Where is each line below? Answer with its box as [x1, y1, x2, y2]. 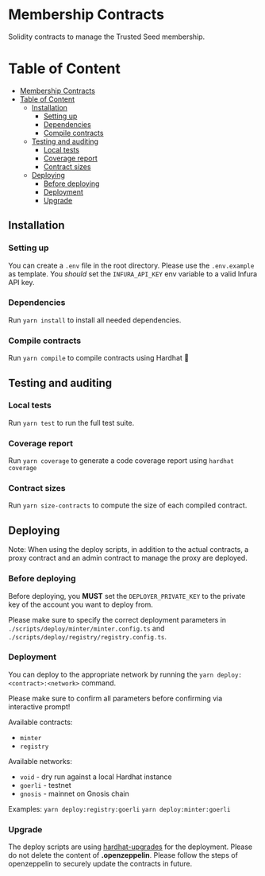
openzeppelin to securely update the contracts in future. [8, 859, 193, 869]
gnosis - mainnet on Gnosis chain [19, 789, 129, 798]
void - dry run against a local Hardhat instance [19, 772, 172, 781]
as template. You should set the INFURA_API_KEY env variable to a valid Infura [8, 268, 258, 279]
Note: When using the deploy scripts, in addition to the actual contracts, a [8, 545, 249, 554]
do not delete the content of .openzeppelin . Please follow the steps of [8, 851, 238, 860]
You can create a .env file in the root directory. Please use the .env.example [8, 260, 255, 270]
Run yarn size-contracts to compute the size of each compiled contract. [8, 500, 248, 510]
